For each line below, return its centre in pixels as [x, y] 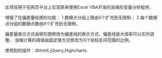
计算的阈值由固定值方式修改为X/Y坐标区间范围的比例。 [78, 40]
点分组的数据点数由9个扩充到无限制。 [43, 24]
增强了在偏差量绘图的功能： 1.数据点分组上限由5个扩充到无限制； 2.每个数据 [81, 18]
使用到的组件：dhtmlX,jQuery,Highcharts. [47, 50]
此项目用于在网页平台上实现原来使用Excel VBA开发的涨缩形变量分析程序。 [79, 7]
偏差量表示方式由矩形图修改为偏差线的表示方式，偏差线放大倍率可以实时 [77, 34]
